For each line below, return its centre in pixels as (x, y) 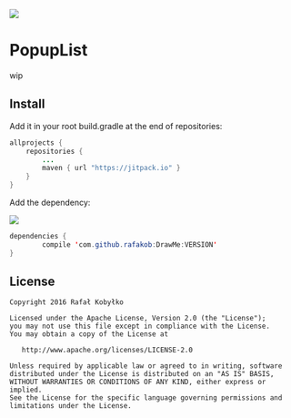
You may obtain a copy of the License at (89, 334)
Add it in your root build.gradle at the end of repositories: (116, 126)
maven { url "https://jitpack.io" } (111, 168)
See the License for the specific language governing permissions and (146, 398)
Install (27, 104)
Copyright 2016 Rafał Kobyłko (67, 302)
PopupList (49, 51)
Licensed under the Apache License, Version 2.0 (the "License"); (138, 319)
